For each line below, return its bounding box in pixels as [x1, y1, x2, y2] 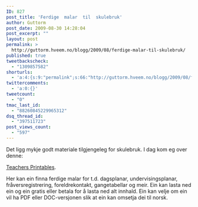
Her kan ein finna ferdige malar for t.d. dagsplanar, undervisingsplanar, [6, 175, 178, 182]
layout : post [6, 36, 38, 42]
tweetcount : [6, 91, 35, 97]
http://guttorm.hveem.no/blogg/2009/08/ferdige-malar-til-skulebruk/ [11, 47, 186, 53]
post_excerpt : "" [6, 31, 49, 37]
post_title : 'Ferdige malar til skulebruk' [6, 14, 123, 20]
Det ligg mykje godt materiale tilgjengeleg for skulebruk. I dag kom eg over [6, 145, 187, 153]
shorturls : [6, 69, 33, 75]
